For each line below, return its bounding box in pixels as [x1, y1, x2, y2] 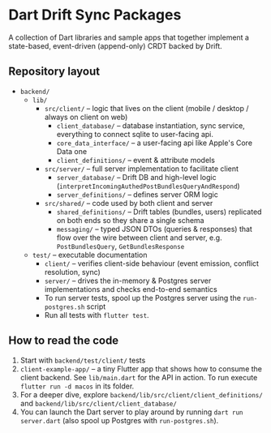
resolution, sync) [44, 267, 101, 277]
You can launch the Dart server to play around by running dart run [19, 407, 243, 417]
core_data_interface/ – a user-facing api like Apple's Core [56, 138, 253, 148]
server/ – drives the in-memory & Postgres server [44, 276, 212, 285]
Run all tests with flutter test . [44, 310, 149, 319]
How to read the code [8, 334, 119, 348]
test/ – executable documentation [32, 250, 148, 259]
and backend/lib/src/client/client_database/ [19, 398, 177, 408]
